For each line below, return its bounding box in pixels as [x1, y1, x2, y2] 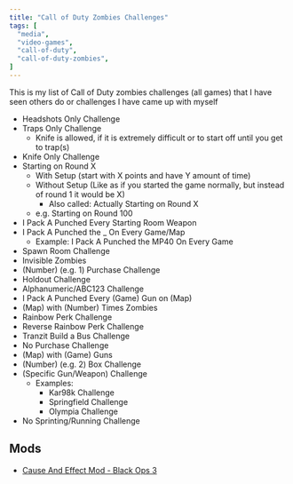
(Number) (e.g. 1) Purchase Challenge [21, 264, 161, 275]
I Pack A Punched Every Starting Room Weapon [21, 217, 197, 227]
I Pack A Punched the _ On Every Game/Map [21, 226, 186, 237]
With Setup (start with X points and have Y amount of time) [35, 170, 251, 180]
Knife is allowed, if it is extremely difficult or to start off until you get [35, 132, 283, 143]
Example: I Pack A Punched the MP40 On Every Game [35, 236, 234, 247]
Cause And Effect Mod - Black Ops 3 [21, 464, 157, 475]
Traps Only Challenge [21, 123, 102, 133]
